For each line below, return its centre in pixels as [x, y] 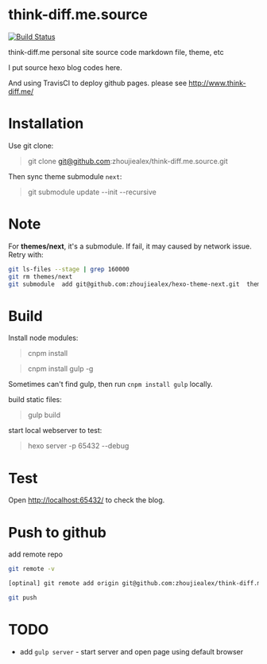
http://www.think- [217, 83]
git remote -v [32, 569]
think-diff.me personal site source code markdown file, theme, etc [116, 52]
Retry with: [26, 254]
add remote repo [36, 554]
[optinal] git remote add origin [64, 584]
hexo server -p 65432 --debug [78, 446]
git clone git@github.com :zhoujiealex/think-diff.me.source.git [128, 161]
